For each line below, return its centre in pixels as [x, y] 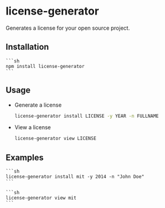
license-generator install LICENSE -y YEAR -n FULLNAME [86, 116]
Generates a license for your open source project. [68, 28]
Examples [25, 157]
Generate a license [38, 105]
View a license [32, 127]
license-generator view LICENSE [55, 139]
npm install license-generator [45, 66]
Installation [27, 47]
